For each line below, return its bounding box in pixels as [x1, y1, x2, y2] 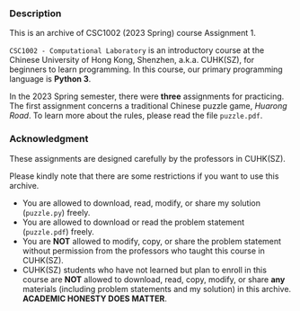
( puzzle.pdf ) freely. [22, 226, 94, 236]
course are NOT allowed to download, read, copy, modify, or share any [22, 273, 286, 285]
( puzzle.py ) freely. [22, 207, 91, 218]
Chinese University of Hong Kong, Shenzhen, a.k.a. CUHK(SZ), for [9, 55, 254, 66]
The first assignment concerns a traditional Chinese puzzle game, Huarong [9, 101, 287, 111]
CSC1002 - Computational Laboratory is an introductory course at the [9, 45, 265, 56]
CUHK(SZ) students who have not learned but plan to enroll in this [22, 264, 268, 275]
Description [9, 7, 62, 20]
